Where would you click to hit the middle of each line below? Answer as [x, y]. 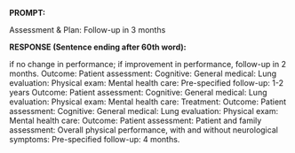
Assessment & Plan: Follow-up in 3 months [88, 30]
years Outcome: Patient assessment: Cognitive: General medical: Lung [138, 92]
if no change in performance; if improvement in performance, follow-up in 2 [148, 64]
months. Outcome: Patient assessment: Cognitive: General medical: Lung [143, 73]
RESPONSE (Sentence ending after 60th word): [98, 47]
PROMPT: [28, 13]
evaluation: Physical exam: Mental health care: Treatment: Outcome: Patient [148, 102]
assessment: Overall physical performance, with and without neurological [144, 130]
